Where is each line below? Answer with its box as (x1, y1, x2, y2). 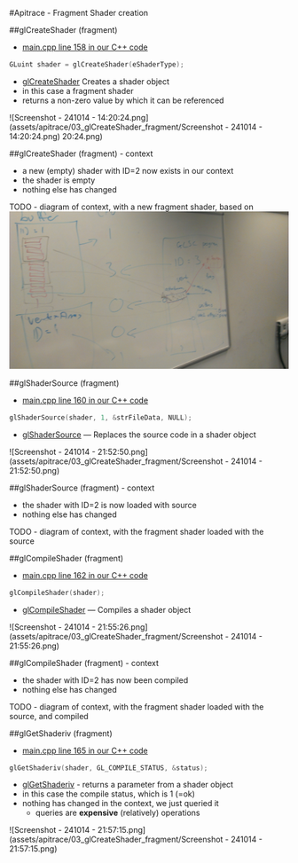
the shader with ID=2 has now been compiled (21, 674, 189, 686)
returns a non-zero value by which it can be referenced (21, 95, 224, 106)
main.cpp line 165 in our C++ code (21, 745, 148, 756)
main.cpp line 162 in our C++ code (21, 569, 148, 580)
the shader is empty (21, 175, 96, 185)
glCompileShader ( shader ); (9, 588, 105, 597)
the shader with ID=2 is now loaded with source (21, 499, 197, 510)
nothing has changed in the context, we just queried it (21, 798, 219, 809)
